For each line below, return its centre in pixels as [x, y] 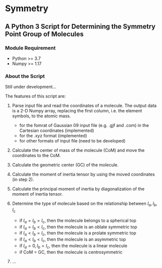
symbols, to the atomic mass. [41, 116]
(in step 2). [23, 179]
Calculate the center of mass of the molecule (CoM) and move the [78, 150]
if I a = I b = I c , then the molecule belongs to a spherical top [78, 221]
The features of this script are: [36, 96]
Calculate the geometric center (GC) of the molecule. [65, 165]
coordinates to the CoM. [36, 156]
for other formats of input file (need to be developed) [72, 141]
